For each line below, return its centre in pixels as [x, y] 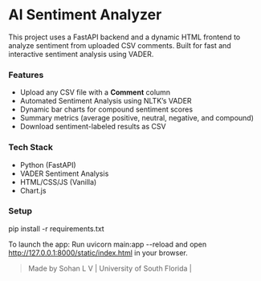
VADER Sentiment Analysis [64, 173]
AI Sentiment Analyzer [85, 15]
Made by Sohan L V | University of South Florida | [110, 268]
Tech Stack [31, 148]
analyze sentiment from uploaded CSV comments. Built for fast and [120, 45]
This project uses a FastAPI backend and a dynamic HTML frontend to [124, 37]
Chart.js [33, 190]
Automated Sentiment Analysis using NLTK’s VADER [106, 101]
